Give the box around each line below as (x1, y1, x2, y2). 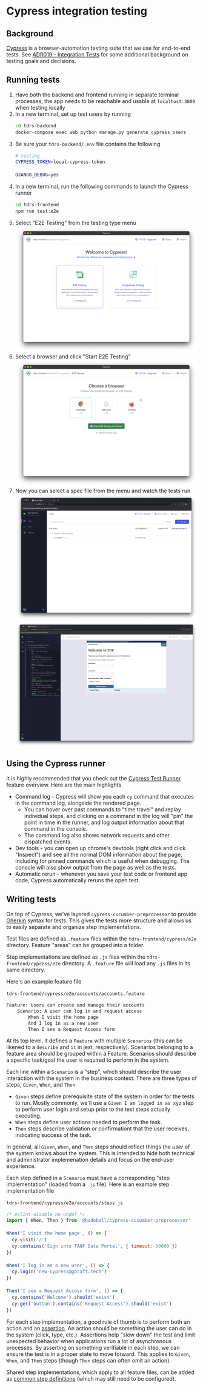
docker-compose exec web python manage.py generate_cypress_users (15, 129, 187, 135)
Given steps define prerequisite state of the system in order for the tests (15, 1093, 195, 1100)
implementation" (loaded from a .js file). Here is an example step (6, 1181, 170, 1188)
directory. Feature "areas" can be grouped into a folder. (6, 941, 145, 948)
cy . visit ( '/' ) (12, 1237, 47, 1243)
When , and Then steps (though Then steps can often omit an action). (6, 1356, 171, 1364)
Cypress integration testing (6, 4, 147, 18)
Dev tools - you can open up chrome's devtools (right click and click (15, 844, 186, 851)
